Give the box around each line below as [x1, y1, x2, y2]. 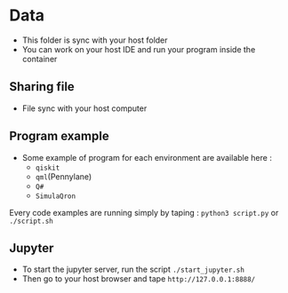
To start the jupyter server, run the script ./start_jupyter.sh [21, 264, 244, 275]
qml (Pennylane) [35, 170, 92, 182]
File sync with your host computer [21, 103, 148, 114]
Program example [9, 129, 109, 144]
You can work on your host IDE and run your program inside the [21, 44, 256, 54]
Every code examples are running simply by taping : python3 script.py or [9, 207, 279, 218]
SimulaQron [35, 192, 76, 201]
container [21, 53, 58, 64]
